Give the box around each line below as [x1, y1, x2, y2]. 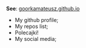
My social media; [14, 36, 57, 42]
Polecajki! [14, 29, 39, 36]
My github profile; [14, 17, 59, 23]
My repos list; [14, 23, 49, 30]
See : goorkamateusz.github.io [6, 5, 80, 12]
